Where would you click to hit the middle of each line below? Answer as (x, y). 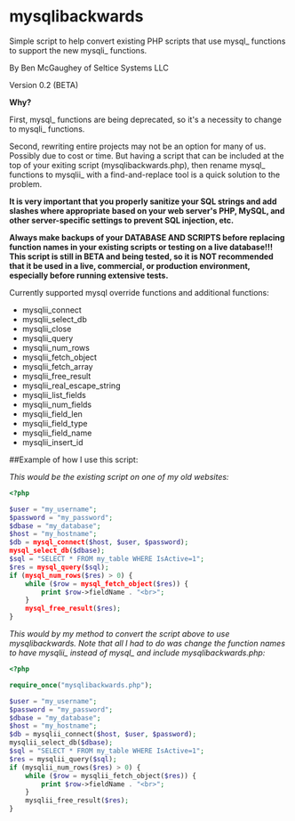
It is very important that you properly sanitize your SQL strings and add (143, 201)
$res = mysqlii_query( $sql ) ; (63, 759)
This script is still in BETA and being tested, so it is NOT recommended (141, 256)
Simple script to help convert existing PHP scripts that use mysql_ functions (147, 41)
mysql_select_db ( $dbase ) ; (57, 551)
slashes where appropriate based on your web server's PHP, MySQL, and (147, 210)
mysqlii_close (47, 329)
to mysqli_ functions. (47, 129)
